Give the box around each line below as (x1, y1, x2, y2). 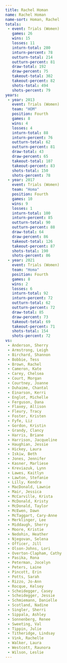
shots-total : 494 (12, 83, 49, 88)
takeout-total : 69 (12, 319, 51, 324)
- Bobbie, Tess (7, 357, 39, 362)
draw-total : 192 (12, 64, 46, 69)
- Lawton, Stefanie (7, 475, 49, 480)
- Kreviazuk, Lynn (7, 465, 46, 470)
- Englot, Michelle (7, 395, 49, 400)
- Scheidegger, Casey (7, 588, 53, 593)
